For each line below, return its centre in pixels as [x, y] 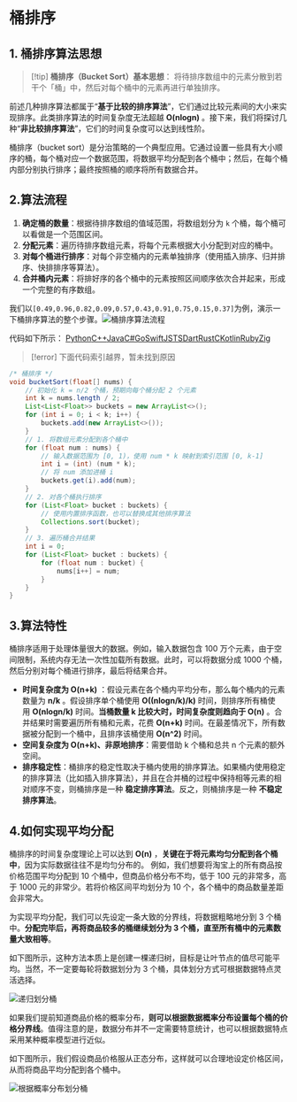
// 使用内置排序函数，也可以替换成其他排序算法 [116, 513]
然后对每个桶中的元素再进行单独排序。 [155, 88]
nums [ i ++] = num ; [88, 571]
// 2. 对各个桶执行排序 [63, 497]
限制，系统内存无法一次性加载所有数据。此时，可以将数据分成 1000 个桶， [152, 659]
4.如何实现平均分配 [61, 831]
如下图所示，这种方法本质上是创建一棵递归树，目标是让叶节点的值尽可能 [141, 958]
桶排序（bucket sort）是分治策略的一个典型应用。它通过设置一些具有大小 [142, 147]
